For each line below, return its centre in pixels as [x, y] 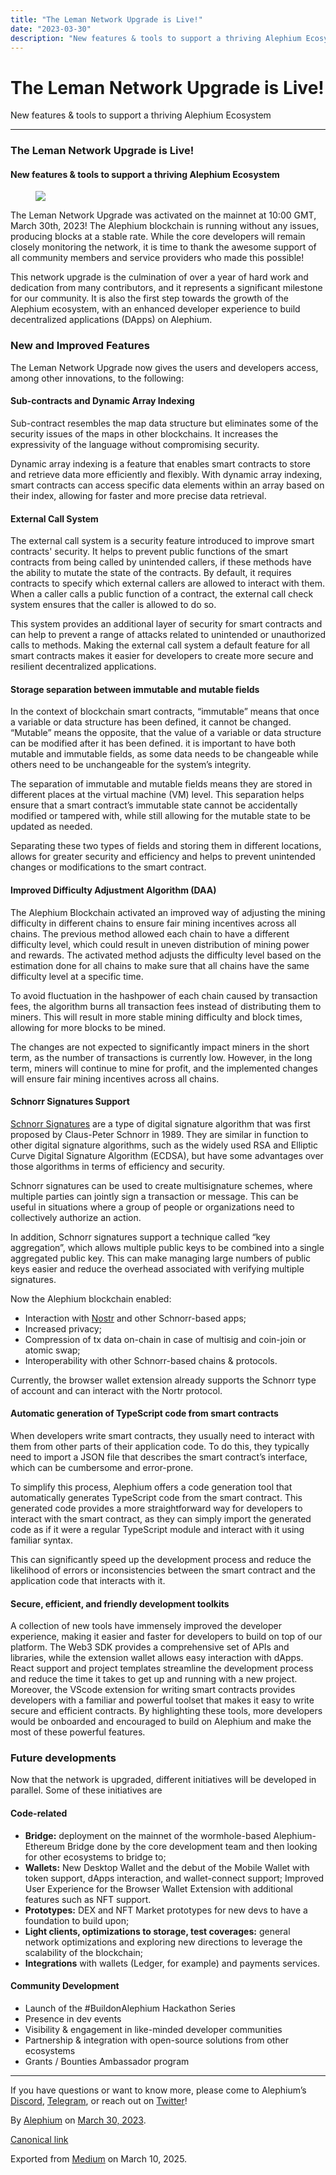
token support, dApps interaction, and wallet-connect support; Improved [174, 1878]
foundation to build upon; [77, 1920]
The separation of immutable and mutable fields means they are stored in [161, 784]
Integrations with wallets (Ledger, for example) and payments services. [172, 1963]
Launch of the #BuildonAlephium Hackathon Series [130, 2008]
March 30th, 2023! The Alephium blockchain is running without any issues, [165, 226]
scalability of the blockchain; [84, 1952]
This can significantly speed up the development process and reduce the [161, 1559]
